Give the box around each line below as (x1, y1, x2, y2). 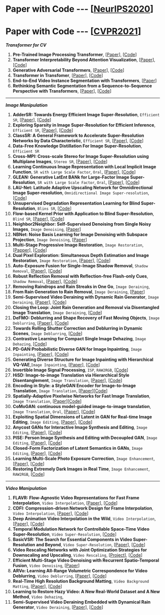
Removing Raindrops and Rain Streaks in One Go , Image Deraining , (12, 283, 150, 290)
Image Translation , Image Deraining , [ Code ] (12, 310, 102, 316)
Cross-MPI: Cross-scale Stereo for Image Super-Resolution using (12, 154, 149, 159)
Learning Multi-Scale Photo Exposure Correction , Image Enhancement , (12, 456, 155, 461)
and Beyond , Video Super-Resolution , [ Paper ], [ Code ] (36, 542, 146, 548)
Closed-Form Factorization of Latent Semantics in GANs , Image (12, 445, 143, 451)
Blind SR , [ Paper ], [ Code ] (12, 216, 65, 222)
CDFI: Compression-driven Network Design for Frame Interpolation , (12, 505, 154, 511)
